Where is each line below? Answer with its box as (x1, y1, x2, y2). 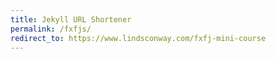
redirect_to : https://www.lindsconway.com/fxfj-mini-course (10, 33, 267, 43)
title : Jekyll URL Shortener (10, 14, 132, 25)
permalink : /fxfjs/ (10, 24, 92, 34)
